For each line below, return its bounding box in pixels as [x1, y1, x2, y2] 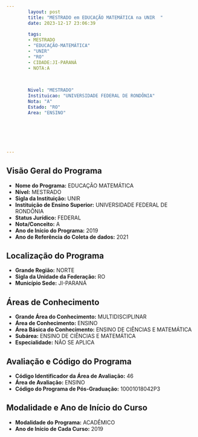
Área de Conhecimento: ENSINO [14, 320, 98, 327]
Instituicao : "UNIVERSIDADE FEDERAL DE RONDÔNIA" [28, 93, 155, 99]
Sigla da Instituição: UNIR [14, 195, 80, 202]
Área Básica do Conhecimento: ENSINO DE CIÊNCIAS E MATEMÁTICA [14, 326, 192, 333]
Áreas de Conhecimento [6, 297, 100, 307]
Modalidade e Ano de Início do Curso [6, 403, 148, 413]
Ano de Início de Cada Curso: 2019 [14, 425, 104, 432]
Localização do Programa [6, 250, 104, 261]
